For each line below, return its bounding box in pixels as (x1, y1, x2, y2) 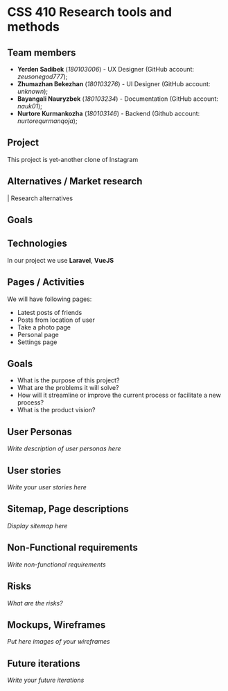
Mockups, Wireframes (7, 619, 106, 631)
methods (7, 19, 60, 35)
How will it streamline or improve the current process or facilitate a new (17, 391, 222, 400)
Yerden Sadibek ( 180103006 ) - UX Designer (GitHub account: (17, 65, 195, 73)
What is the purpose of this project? (17, 376, 120, 384)
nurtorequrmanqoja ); (17, 117, 78, 125)
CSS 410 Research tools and (7, 4, 172, 20)
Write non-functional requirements (7, 560, 106, 569)
